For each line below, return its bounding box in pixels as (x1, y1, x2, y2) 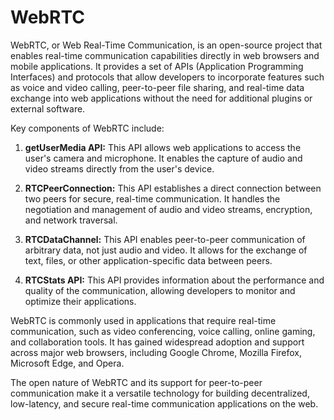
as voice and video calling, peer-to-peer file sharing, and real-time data (10, 81, 305, 93)
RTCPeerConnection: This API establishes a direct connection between (24, 182, 322, 194)
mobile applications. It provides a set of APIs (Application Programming (10, 60, 304, 72)
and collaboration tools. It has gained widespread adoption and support (10, 336, 305, 348)
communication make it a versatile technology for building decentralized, (10, 387, 310, 399)
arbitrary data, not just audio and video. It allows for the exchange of (24, 244, 308, 256)
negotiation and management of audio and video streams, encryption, (24, 203, 313, 215)
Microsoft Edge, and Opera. (10, 357, 125, 369)
